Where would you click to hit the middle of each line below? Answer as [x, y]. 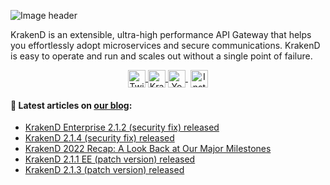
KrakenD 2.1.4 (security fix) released [99, 138]
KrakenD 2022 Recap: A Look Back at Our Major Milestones [148, 149]
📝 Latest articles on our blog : [71, 105]
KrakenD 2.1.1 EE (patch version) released [110, 159]
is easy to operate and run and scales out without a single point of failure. [161, 56]
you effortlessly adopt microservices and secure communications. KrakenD [165, 45]
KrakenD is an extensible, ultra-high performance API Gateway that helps [161, 34]
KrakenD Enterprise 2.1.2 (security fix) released [122, 127]
